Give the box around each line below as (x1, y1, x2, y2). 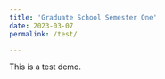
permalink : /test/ (9, 29, 78, 38)
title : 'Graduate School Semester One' (9, 12, 158, 22)
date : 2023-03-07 (9, 21, 74, 30)
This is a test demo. (9, 61, 82, 72)
